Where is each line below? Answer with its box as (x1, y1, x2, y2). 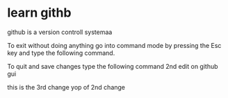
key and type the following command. (7, 49, 115, 57)
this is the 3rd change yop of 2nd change (7, 83, 126, 91)
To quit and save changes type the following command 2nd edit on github (7, 62, 218, 70)
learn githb (7, 5, 72, 21)
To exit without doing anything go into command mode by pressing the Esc (7, 41, 222, 49)
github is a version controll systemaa (7, 28, 113, 36)
